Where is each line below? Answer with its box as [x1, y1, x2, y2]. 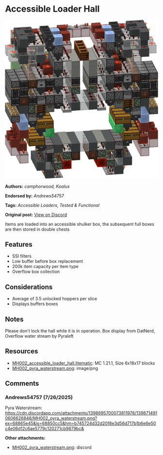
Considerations [5, 283, 53, 291]
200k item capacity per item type [12, 264, 79, 270]
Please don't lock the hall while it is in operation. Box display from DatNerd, [5, 328, 155, 334]
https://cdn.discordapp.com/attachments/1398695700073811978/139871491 [5, 410, 158, 416]
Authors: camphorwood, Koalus [5, 183, 70, 189]
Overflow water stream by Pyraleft [5, 333, 74, 339]
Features [5, 240, 33, 249]
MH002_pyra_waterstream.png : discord [12, 444, 92, 451]
